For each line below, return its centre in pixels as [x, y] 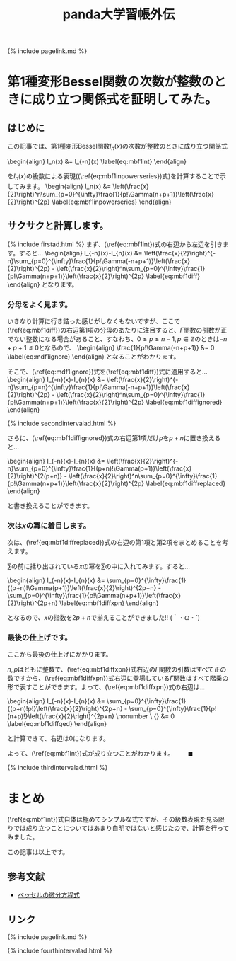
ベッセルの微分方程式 [48, 895]
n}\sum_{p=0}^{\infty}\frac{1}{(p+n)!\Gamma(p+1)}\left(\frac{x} [100, 468]
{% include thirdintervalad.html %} [58, 768]
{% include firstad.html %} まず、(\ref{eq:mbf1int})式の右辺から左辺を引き [115, 244]
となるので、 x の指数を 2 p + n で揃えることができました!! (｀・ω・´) [104, 618]
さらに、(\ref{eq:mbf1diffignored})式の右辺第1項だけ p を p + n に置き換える [114, 438]
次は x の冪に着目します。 [49, 526]
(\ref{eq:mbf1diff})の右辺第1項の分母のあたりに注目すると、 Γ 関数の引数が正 [117, 330]
